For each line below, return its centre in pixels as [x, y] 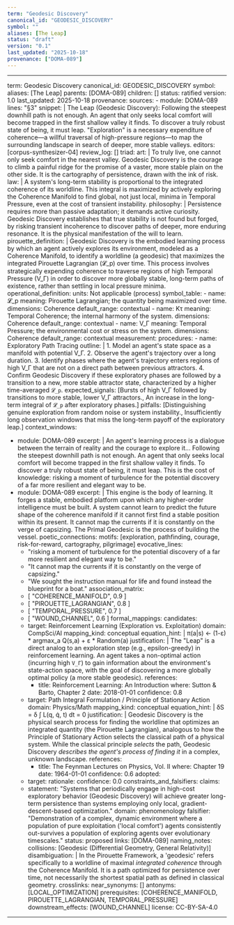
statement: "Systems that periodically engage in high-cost [111, 788]
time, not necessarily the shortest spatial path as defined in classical [126, 877]
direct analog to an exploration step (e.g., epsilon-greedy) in [114, 648]
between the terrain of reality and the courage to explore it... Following [118, 448]
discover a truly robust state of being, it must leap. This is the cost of [116, 470]
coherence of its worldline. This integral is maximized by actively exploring [114, 189]
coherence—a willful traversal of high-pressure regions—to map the [105, 137]
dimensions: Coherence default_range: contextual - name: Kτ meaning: [109, 308]
